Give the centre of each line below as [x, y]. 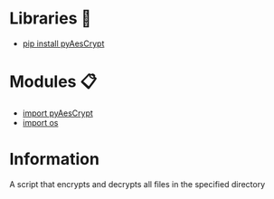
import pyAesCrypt [57, 113]
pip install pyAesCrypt [63, 43]
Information [54, 160]
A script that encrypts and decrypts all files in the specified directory [137, 184]
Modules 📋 [53, 82]
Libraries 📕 [51, 19]
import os [40, 122]
